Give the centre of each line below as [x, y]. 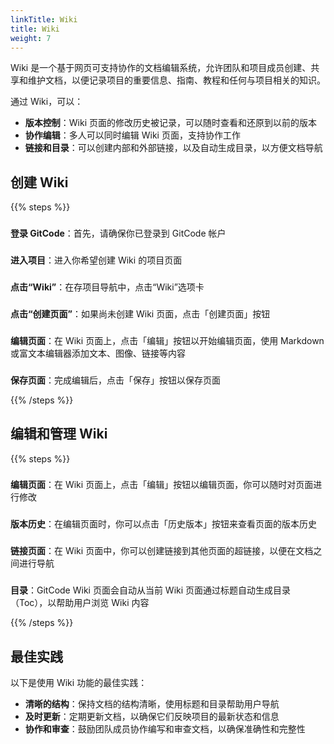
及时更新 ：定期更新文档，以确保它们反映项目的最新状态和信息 [152, 717]
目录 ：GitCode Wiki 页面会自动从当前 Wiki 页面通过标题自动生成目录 [151, 590]
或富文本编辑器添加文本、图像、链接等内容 [98, 353]
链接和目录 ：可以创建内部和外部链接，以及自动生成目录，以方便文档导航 [173, 148]
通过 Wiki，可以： [47, 102]
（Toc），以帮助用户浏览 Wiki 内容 [80, 603]
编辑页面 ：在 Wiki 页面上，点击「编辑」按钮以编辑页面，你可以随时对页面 [162, 485]
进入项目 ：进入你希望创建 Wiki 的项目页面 [96, 260]
